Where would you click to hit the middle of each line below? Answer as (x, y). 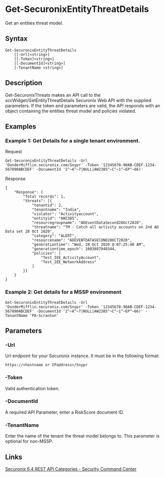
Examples (21, 126)
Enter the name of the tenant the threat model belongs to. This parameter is (82, 436)
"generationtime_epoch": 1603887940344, (74, 249)
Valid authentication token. (32, 388)
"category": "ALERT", (54, 236)
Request (14, 152)
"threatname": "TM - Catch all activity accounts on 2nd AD (95, 227)
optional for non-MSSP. (29, 441)
